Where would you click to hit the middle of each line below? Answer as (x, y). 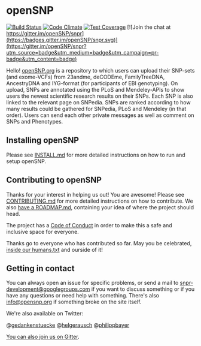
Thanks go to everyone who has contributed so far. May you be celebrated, (99, 243)
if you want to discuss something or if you (143, 289)
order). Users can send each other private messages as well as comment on (100, 115)
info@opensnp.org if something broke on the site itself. (74, 302)
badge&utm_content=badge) (42, 59)
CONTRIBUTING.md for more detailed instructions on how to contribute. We (100, 201)
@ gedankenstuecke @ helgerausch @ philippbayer (68, 325)
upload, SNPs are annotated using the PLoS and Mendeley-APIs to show (95, 89)
